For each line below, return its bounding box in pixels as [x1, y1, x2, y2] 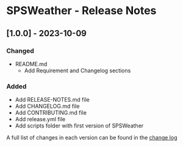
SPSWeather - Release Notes [6, 4, 157, 18]
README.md [15, 60, 48, 67]
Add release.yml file [15, 116, 66, 123]
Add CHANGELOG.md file [15, 102, 80, 110]
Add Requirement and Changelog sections [24, 67, 131, 74]
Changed [6, 47, 35, 55]
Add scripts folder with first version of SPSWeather [15, 122, 144, 129]
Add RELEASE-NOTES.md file [15, 96, 90, 104]
